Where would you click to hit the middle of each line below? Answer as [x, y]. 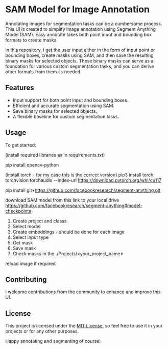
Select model [27, 226]
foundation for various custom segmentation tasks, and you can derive [80, 66]
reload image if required [31, 263]
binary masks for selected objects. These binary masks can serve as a [79, 60]
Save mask [24, 248]
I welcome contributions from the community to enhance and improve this [83, 292]
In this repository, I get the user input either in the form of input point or [80, 50]
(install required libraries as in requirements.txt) [55, 155]
